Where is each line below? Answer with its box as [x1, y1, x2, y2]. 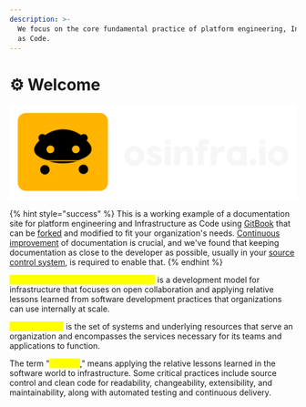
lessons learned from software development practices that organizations [9, 293, 282, 304]
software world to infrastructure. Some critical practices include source [9, 367, 278, 378]
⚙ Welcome [9, 74, 101, 95]
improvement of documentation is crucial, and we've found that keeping [9, 237, 280, 248]
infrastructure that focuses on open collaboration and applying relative [9, 283, 275, 295]
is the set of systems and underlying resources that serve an [65, 321, 293, 331]
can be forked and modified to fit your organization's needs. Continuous [9, 228, 280, 239]
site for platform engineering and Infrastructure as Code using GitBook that [9, 218, 291, 229]
